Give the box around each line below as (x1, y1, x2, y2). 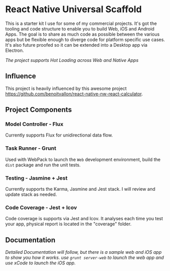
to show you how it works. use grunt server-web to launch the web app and (5, 255, 164, 261)
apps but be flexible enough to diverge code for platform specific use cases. (5, 37, 165, 43)
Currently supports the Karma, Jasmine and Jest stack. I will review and (5, 186, 156, 192)
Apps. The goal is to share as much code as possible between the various (5, 31, 160, 37)
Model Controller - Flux (5, 121, 63, 128)
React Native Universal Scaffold (5, 4, 142, 15)
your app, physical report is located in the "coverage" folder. (5, 221, 132, 227)
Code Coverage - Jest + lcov (5, 204, 77, 211)
